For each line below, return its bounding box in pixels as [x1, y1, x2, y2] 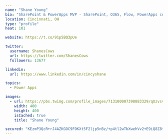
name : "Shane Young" [5, 7, 48, 12]
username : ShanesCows [9, 48, 55, 53]
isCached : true [14, 113, 46, 118]
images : [5, 94, 21, 99]
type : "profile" [5, 21, 39, 26]
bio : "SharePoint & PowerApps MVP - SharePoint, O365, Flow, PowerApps [5, 12, 157, 17]
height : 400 [14, 108, 39, 113]
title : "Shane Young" [14, 117, 59, 122]
